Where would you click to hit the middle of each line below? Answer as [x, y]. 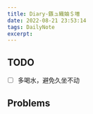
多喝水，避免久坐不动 [48, 80]
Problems [29, 103]
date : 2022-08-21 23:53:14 [47, 21]
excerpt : [20, 34]
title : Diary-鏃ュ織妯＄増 [44, 14]
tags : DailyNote [31, 27]
